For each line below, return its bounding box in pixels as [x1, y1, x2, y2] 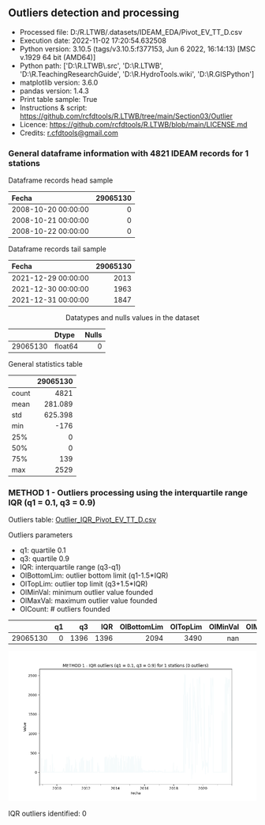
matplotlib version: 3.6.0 [19, 77, 99, 87]
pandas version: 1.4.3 [19, 86, 89, 96]
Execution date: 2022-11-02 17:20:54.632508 [19, 36, 167, 45]
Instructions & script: [19, 103, 88, 112]
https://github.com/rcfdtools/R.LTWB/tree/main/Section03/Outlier [19, 111, 233, 121]
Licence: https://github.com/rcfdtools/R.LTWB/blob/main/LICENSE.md [19, 119, 248, 129]
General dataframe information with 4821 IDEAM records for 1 [8, 148, 249, 159]
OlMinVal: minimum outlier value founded [19, 588, 154, 597]
